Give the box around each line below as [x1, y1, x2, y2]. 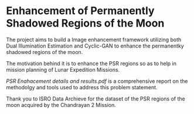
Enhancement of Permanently [6, 4, 155, 18]
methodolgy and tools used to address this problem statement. [6, 83, 158, 90]
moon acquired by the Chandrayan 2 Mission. [6, 101, 116, 108]
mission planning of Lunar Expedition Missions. [6, 66, 120, 73]
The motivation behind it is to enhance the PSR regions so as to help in [6, 60, 177, 67]
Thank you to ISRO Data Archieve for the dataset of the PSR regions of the [6, 95, 186, 102]
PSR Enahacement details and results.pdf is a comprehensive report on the [6, 78, 188, 85]
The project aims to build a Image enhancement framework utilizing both [6, 36, 182, 43]
